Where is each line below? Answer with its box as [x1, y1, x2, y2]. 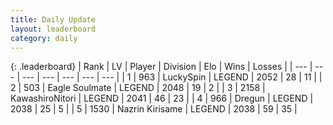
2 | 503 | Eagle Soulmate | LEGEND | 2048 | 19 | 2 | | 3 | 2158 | [10, 82, 266, 94]
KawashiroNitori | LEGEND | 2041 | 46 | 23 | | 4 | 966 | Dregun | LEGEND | [10, 92, 314, 105]
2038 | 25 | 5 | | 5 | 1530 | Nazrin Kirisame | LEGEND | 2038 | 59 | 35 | [10, 103, 298, 115]
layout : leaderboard [10, 24, 97, 34]
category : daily [10, 33, 78, 43]
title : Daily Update [10, 14, 97, 25]
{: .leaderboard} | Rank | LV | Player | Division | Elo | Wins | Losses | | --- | [10, 61, 313, 73]
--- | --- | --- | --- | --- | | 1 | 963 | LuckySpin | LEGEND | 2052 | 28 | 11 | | [21, 71, 323, 83]
